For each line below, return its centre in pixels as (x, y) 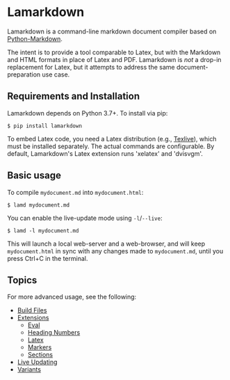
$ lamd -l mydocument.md (43, 230)
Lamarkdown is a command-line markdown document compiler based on (112, 31)
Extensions (33, 318)
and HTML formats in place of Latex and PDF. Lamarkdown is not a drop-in (114, 59)
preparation (24, 74)
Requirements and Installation (74, 96)
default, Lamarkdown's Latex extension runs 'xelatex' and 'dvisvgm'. (105, 153)
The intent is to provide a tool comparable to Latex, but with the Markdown (114, 52)
